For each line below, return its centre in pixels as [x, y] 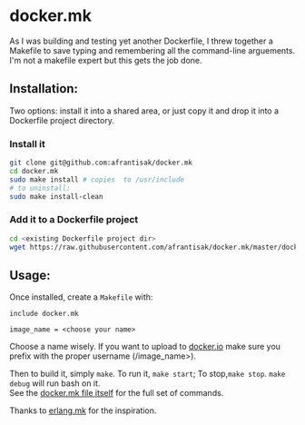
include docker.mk [44, 314]
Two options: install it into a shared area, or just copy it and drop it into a [144, 111]
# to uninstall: [40, 188]
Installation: [44, 89]
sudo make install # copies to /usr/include [97, 179]
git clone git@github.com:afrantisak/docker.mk [101, 163]
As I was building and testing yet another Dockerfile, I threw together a [142, 41]
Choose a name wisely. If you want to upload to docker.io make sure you [145, 347]
